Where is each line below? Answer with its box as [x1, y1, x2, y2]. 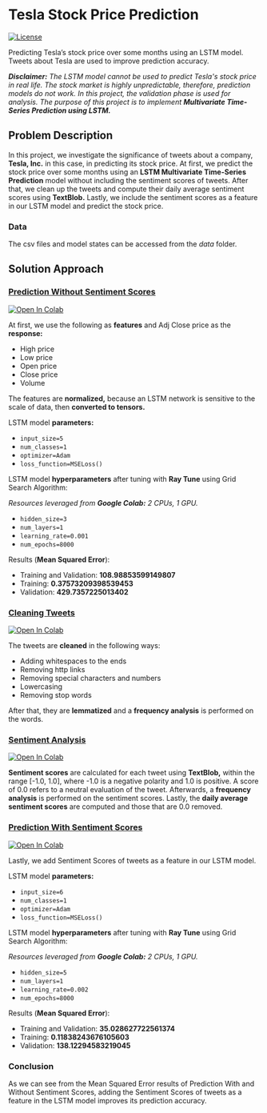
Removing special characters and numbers [19, 674, 161, 683]
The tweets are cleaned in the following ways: [8, 641, 161, 651]
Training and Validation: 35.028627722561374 [19, 1023, 176, 1033]
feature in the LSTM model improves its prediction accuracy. [8, 1095, 207, 1105]
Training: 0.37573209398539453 [19, 579, 133, 588]
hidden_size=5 [19, 968, 67, 977]
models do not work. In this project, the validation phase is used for [8, 88, 231, 98]
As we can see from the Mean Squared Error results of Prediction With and [8, 1079, 254, 1088]
